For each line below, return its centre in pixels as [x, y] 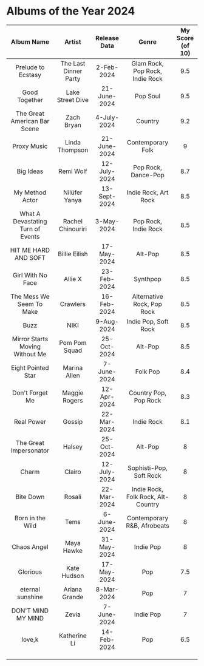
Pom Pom [73, 342]
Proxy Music [30, 146]
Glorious [30, 572]
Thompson [73, 150]
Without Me [30, 354]
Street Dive [73, 100]
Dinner [73, 71]
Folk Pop [148, 372]
